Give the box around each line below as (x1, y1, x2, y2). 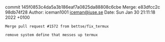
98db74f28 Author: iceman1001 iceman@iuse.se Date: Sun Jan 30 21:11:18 (5, 9, 156, 15)
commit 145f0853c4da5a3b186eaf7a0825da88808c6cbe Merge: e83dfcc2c (5, 4, 160, 10)
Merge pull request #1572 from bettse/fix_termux (5, 24, 109, 29)
